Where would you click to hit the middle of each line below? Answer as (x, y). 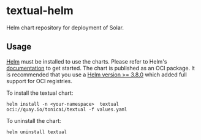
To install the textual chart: (40, 93)
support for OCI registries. (39, 81)
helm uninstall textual (37, 132)
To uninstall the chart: (34, 120)
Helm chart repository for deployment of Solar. (65, 28)
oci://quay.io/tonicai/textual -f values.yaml (67, 109)
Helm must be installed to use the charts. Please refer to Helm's (87, 61)
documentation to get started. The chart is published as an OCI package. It (100, 68)
